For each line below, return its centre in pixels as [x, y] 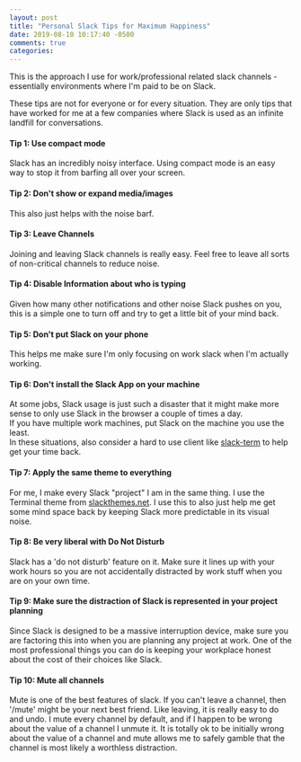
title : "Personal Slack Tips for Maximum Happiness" [110, 26]
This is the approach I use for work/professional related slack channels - [143, 76]
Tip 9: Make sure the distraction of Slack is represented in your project [144, 601]
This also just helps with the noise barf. [82, 213]
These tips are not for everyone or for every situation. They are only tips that [151, 103]
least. [19, 433]
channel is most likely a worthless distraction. [93, 748]
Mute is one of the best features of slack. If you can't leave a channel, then [148, 700]
